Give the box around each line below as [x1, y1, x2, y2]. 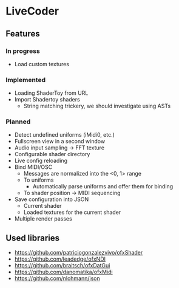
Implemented [5, 75, 46, 84]
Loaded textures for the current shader [23, 208, 121, 216]
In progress [5, 47, 40, 55]
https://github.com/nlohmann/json [14, 275, 101, 282]
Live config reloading [14, 157, 68, 165]
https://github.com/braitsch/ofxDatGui [14, 262, 110, 269]
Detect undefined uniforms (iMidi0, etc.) [14, 131, 115, 139]
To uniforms [23, 176, 54, 183]
